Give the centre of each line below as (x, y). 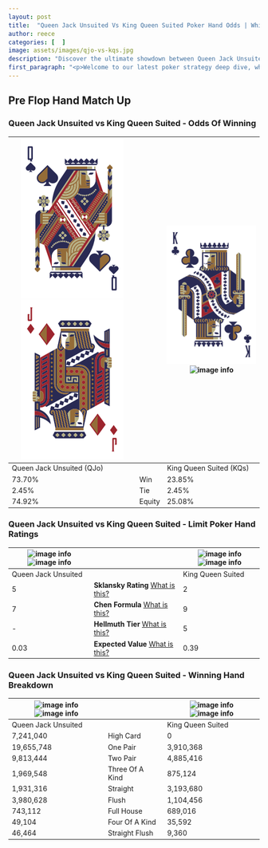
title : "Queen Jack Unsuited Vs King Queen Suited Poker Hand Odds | (128, 25)
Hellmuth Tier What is (130, 624)
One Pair (122, 747)
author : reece (32, 34)
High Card (124, 736)
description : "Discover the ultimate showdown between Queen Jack (121, 59)
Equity (150, 502)
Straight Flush (130, 833)
